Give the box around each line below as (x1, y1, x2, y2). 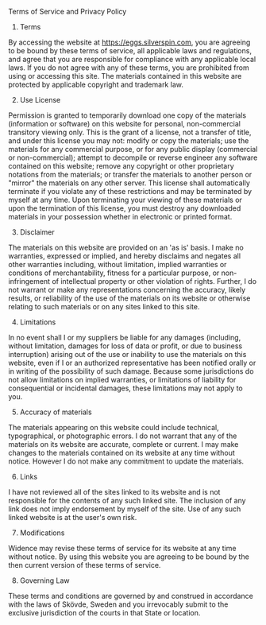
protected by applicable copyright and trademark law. (8, 80, 184, 89)
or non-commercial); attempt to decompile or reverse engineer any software (8, 153, 258, 162)
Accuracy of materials (19, 407, 93, 417)
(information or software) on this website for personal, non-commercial (8, 119, 241, 128)
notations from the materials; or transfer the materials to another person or (8, 170, 253, 179)
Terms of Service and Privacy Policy (8, 7, 127, 16)
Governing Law (19, 576, 70, 585)
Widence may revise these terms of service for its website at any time (8, 544, 237, 553)
